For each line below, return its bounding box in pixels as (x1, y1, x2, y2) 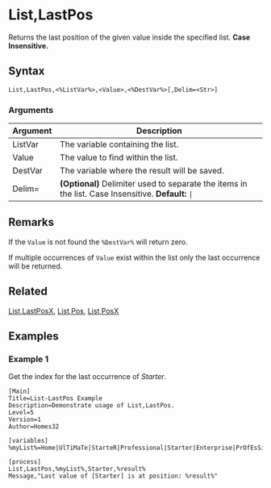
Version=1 (8, 415, 42, 424)
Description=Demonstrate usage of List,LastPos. (8, 402, 175, 410)
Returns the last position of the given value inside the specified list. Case (8, 32, 251, 42)
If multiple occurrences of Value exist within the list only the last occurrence (8, 252, 261, 262)
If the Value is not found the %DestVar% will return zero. (8, 236, 188, 247)
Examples (8, 329, 59, 344)
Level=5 (8, 409, 35, 417)
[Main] (8, 387, 31, 396)
